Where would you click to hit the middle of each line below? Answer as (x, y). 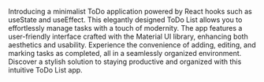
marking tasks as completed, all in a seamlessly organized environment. (125, 53)
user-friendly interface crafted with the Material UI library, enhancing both (128, 36)
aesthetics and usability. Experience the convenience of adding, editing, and (132, 45)
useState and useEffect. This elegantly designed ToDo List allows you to (125, 20)
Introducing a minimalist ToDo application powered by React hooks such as (130, 11)
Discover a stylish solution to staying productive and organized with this (125, 61)
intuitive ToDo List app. (45, 70)
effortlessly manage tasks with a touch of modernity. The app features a (125, 28)
